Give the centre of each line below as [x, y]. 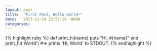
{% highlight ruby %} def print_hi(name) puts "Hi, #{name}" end [72, 38]
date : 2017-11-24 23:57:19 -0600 [43, 19]
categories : [18, 24]
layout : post [19, 10]
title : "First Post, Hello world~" [44, 14]
